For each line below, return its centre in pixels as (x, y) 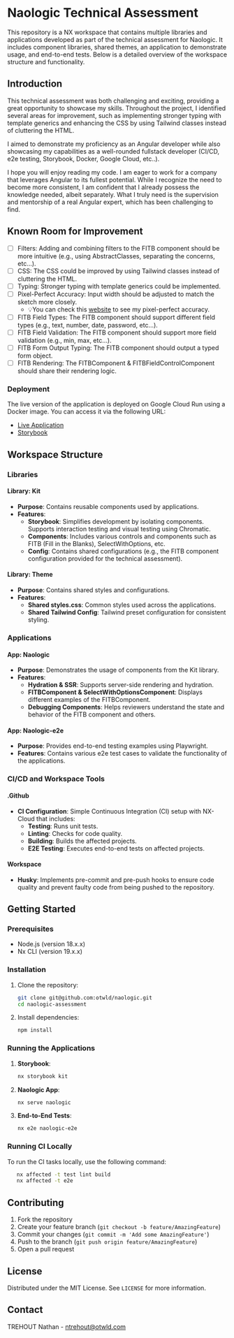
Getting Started (42, 909)
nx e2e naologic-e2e (47, 1129)
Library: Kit (24, 491)
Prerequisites (30, 929)
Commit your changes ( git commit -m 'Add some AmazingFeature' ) (113, 1235)
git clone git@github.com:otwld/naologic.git (85, 998)
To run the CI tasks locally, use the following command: (87, 1161)
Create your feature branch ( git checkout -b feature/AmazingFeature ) (119, 1227)
